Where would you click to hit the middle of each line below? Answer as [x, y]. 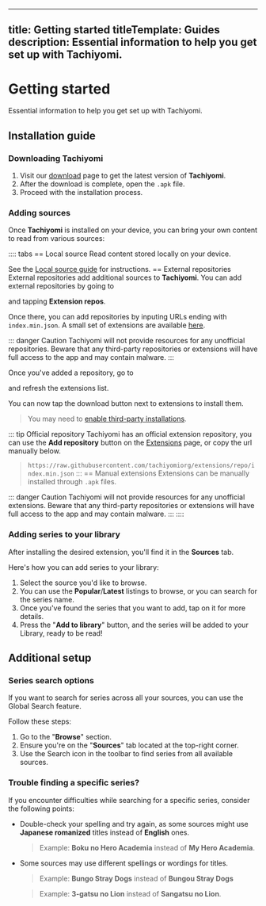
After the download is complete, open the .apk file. [102, 184]
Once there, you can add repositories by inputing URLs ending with [118, 317]
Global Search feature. [45, 706]
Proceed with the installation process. [81, 193]
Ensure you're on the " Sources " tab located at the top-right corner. [129, 745]
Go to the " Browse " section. [66, 737]
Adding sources [40, 212]
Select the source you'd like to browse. [83, 583]
